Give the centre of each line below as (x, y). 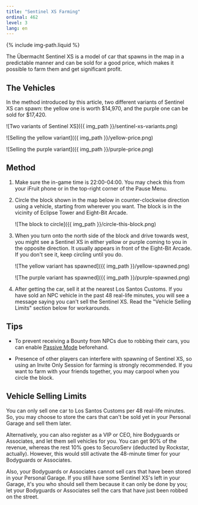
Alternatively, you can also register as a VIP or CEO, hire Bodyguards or (93, 434)
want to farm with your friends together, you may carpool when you (97, 371)
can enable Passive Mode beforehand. (61, 347)
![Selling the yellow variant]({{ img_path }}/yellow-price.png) (80, 138)
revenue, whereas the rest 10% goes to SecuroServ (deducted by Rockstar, (98, 447)
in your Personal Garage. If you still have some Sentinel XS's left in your (93, 478)
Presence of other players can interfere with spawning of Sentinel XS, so (103, 358)
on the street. (22, 497)
